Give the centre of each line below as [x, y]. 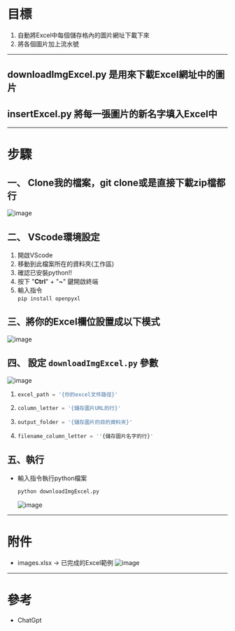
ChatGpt [29, 620]
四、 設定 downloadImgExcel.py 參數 [83, 363]
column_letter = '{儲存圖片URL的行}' [69, 408]
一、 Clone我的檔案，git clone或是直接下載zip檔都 [116, 183]
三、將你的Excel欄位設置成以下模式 [84, 322]
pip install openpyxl [49, 299]
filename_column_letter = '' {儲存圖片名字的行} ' [85, 436]
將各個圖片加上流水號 [48, 43]
